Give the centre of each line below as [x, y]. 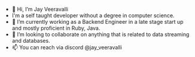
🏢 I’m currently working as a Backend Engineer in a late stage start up [97, 22]
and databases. [31, 41]
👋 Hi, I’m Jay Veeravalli [40, 9]
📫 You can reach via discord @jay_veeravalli [67, 47]
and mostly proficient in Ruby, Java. [56, 28]
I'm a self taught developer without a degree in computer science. [93, 15]
